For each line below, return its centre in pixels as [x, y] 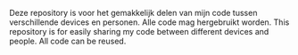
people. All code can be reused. [68, 41]
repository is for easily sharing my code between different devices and [139, 31]
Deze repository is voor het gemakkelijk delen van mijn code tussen [133, 13]
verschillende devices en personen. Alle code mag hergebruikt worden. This [149, 22]
